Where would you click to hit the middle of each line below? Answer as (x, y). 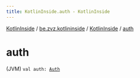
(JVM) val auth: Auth (33, 69)
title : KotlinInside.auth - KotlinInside (58, 12)
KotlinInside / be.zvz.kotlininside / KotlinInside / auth (70, 28)
